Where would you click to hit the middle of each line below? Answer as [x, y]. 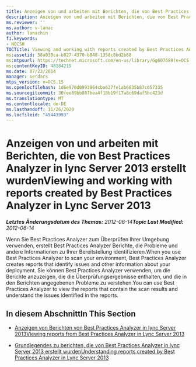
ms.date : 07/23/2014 [31, 71]
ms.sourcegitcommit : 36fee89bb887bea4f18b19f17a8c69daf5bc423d [85, 93]
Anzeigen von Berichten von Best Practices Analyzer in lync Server [95, 328]
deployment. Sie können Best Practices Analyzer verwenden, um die [88, 271]
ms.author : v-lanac [30, 28]
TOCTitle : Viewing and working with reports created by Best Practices [95, 50]
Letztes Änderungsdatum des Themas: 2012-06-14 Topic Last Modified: [95, 222]
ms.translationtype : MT [35, 98]
